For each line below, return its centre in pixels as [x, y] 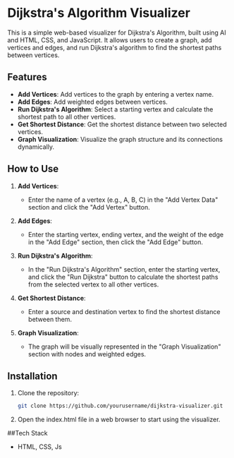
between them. [50, 319]
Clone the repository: [48, 393]
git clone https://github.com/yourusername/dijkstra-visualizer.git [120, 406]
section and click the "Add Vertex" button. [89, 207]
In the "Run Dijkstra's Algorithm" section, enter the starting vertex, [124, 269]
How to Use [33, 169]
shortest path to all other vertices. [67, 116]
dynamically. [36, 147]
